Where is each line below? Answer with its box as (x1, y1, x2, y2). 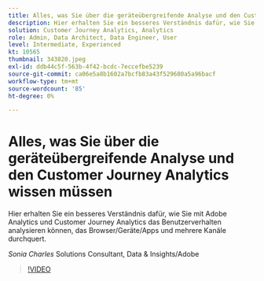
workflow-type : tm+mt (8, 77, 79, 85)
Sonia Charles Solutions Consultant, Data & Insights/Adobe (8, 250, 200, 259)
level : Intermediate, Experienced (8, 41, 122, 49)
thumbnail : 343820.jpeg (8, 56, 86, 64)
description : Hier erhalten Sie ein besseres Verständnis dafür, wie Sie (8, 19, 255, 27)
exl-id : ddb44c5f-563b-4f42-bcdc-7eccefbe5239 (8, 63, 163, 71)
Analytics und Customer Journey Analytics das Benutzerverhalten (8, 217, 222, 227)
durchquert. (8, 234, 47, 244)
